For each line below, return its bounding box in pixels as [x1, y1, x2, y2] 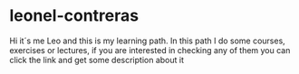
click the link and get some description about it [9, 54, 184, 65]
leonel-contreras [9, 5, 139, 26]
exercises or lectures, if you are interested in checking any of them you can [9, 44, 291, 55]
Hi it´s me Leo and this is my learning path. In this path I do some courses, [9, 35, 285, 46]
